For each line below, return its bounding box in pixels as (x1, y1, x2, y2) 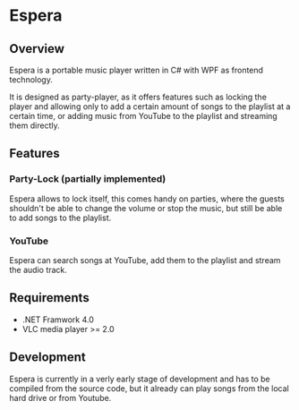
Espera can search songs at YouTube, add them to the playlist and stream (9, 254, 281, 265)
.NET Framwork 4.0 (21, 314, 94, 325)
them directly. (9, 120, 60, 131)
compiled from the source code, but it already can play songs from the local (9, 382, 289, 394)
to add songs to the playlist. (9, 212, 112, 223)
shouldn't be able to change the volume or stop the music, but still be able (9, 202, 283, 213)
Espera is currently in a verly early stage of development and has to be (9, 373, 270, 384)
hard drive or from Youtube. (9, 392, 112, 403)
